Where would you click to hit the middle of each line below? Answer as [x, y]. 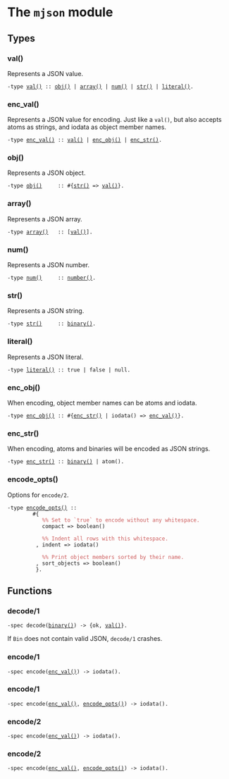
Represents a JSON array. [45, 219]
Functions [30, 590]
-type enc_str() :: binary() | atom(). [66, 462]
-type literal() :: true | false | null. [69, 370]
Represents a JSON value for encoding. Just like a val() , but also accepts [114, 120]
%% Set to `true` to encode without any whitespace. [121, 520]
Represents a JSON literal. [45, 357]
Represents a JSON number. [49, 265]
